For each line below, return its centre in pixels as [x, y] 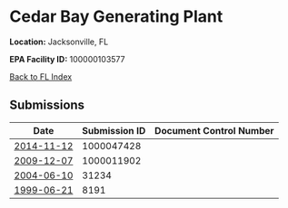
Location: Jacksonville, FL [59, 42]
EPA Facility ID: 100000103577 [67, 59]
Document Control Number [214, 130]
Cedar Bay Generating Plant [116, 17]
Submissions [47, 105]
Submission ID [114, 130]
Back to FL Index [41, 76]
